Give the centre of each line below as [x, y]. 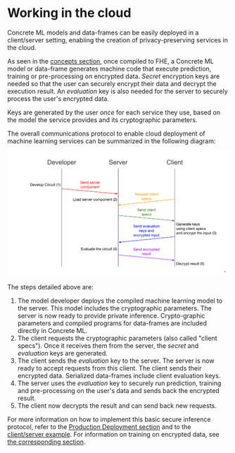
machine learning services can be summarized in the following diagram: [112, 141]
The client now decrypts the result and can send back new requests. [117, 405]
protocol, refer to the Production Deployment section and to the [99, 427]
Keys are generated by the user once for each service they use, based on [114, 112]
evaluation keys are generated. [62, 353]
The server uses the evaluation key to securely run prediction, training [119, 383]
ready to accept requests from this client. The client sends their [109, 368]
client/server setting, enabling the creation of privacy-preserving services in [118, 40]
